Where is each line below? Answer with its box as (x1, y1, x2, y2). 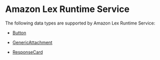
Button (12, 29, 26, 35)
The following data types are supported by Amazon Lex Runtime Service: (5, 20, 156, 26)
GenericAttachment (12, 39, 53, 45)
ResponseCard (12, 49, 43, 55)
